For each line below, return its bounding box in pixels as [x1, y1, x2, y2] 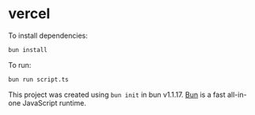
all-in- [226, 90, 247, 99]
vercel [8, 5, 51, 23]
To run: [8, 60, 32, 69]
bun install [8, 46, 48, 54]
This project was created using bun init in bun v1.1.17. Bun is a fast [8, 90, 226, 99]
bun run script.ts [8, 76, 69, 83]
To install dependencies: [8, 31, 89, 40]
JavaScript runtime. [22, 98, 87, 107]
